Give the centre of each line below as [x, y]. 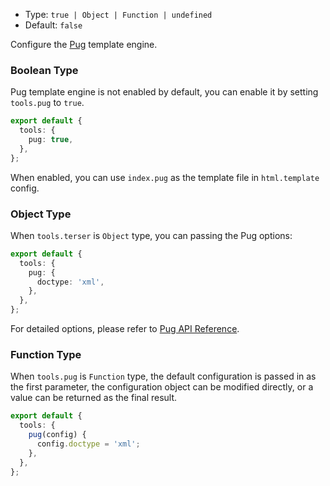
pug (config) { [57, 435]
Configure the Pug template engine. [84, 44]
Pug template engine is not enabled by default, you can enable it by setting [164, 92]
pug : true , [51, 140]
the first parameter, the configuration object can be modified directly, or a [162, 387]
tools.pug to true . [47, 103]
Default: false [53, 25]
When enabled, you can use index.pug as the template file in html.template [165, 177]
